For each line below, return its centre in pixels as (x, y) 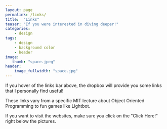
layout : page (19, 10)
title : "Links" (22, 19)
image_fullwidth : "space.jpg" (46, 71)
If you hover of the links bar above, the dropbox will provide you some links (83, 85)
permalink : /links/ (26, 15)
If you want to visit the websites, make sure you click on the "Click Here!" (82, 116)
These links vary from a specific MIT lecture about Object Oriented (75, 101)
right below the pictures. (31, 121)
